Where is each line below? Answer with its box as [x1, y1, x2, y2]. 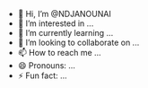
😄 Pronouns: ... [17, 60, 76, 71]
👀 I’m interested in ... [17, 18, 94, 29]
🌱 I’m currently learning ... [17, 28, 114, 38]
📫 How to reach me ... [17, 48, 101, 57]
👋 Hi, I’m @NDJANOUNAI [17, 9, 112, 19]
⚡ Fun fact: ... [17, 70, 67, 81]
